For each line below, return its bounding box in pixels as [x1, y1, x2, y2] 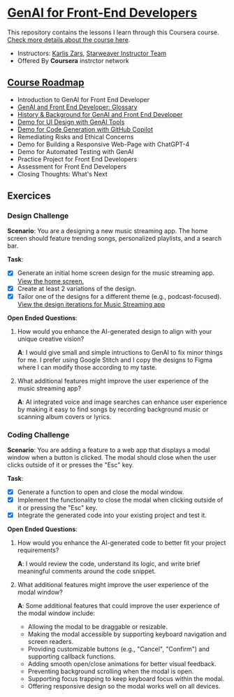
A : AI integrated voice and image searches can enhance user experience [17, 397, 228, 406]
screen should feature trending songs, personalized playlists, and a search [7, 234, 222, 243]
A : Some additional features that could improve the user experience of [17, 602, 220, 610]
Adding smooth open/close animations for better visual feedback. [27, 660, 217, 668]
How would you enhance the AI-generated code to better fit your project [17, 539, 226, 547]
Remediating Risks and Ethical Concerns [17, 132, 134, 141]
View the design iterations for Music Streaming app [17, 300, 166, 309]
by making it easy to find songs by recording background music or [17, 404, 209, 414]
